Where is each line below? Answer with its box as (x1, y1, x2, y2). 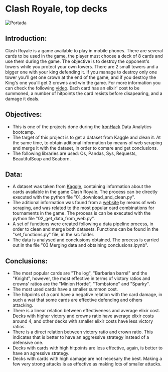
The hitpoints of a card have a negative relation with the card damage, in (12, 292, 162, 298)
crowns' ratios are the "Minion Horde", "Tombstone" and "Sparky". (12, 281, 150, 287)
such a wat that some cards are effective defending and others (12, 297, 143, 303)
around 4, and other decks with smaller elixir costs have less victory (12, 318, 153, 324)
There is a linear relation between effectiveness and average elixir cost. (12, 308, 160, 314)
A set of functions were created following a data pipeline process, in (12, 221, 154, 227)
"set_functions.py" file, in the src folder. (12, 232, 94, 238)
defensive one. (12, 340, 44, 346)
